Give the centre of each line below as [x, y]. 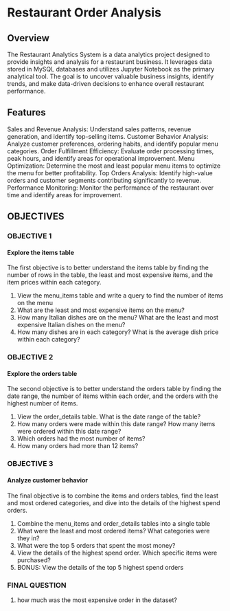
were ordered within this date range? [69, 432]
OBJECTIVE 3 [30, 464]
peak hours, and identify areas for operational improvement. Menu [101, 158]
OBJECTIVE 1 [30, 236]
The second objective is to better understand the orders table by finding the [114, 389]
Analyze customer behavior [47, 480]
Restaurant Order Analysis [84, 13]
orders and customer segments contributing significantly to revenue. [104, 180]
